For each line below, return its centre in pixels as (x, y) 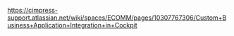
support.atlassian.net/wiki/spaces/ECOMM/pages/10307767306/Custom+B (117, 18)
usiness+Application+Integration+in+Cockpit (72, 25)
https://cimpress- (33, 10)
